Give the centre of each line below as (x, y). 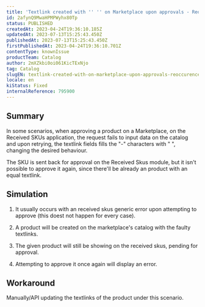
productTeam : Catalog (34, 57)
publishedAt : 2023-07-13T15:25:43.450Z (57, 40)
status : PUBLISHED (30, 23)
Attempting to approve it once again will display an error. (86, 264)
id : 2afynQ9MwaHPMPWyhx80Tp (42, 18)
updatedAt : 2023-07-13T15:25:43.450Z (54, 35)
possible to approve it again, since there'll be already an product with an (97, 168)
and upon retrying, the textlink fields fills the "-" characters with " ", (91, 143)
